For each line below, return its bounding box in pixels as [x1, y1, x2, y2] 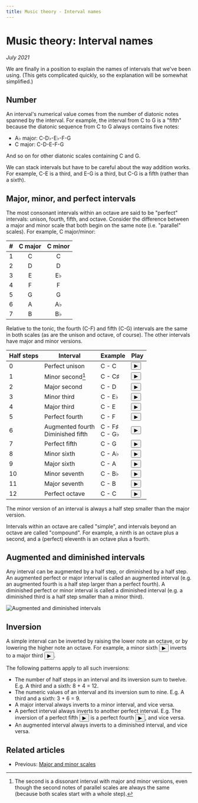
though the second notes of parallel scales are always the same [14, 783, 170, 791]
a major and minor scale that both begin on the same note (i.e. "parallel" [6, 222, 181, 229]
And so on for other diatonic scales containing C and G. [6, 152, 141, 160]
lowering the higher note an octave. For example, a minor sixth [6, 644, 158, 652]
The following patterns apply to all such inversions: [6, 665, 130, 672]
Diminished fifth [44, 430, 88, 438]
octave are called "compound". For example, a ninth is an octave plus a [6, 529, 179, 536]
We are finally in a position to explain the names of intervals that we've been [6, 65, 191, 72]
